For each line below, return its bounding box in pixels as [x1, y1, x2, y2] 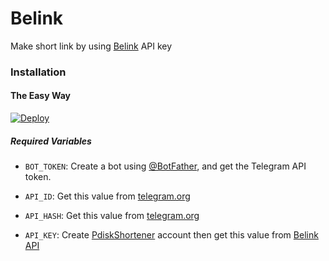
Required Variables [10, 135, 92, 147]
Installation [10, 65, 67, 79]
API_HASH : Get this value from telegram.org [24, 210, 200, 222]
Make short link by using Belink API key [10, 40, 173, 52]
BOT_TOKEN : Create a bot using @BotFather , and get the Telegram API [24, 160, 307, 172]
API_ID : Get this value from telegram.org [24, 190, 191, 202]
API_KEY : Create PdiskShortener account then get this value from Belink [24, 229, 319, 241]
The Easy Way [10, 90, 71, 102]
